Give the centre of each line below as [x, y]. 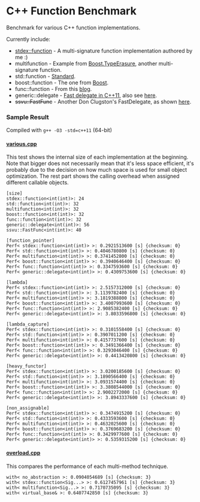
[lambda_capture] [28, 324]
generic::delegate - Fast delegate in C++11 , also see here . [86, 95]
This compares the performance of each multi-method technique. [87, 466]
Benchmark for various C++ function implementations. [73, 28]
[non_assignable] [28, 408]
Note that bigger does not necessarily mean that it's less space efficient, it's [100, 163]
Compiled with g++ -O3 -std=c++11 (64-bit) [59, 130]
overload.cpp [23, 453]
